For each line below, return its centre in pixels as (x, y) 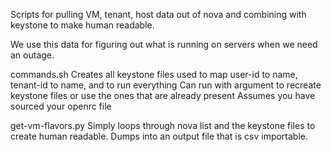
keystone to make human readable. (82, 25)
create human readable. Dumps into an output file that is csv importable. (159, 136)
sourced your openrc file (61, 106)
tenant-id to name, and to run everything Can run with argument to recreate (166, 85)
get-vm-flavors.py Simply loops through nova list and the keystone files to (163, 125)
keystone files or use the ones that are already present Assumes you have (163, 95)
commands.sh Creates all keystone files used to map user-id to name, (154, 74)
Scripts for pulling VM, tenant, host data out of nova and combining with (158, 14)
